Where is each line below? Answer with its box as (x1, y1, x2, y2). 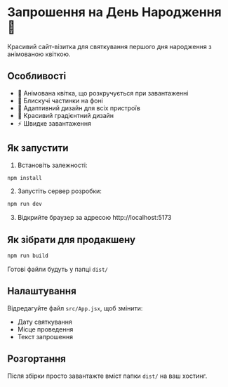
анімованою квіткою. (7, 50, 71, 58)
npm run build (7, 252, 49, 260)
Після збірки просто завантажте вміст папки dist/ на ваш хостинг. (7, 372, 208, 380)
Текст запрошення (17, 332, 74, 341)
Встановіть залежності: (17, 161, 88, 169)
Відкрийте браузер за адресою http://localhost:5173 (17, 214, 172, 222)
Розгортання (7, 353, 67, 365)
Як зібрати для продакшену (7, 233, 135, 246)
